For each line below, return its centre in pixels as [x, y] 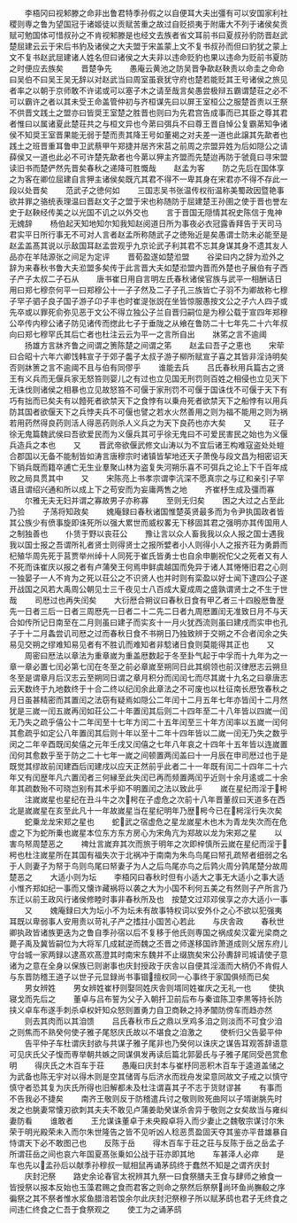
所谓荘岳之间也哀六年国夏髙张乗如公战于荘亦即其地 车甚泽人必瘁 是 [147, 1154]
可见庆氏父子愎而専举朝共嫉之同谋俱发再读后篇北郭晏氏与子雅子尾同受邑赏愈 [148, 1054]
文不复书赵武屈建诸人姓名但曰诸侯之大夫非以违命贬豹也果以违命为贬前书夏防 [148, 57]
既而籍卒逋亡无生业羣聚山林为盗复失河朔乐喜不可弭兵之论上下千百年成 [160, 467]
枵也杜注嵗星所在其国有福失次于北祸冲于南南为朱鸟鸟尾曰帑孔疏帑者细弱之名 [148, 855]
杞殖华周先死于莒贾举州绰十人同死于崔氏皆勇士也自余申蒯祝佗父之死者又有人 [148, 556]
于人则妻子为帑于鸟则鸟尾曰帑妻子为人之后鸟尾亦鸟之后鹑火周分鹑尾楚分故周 [148, 866]
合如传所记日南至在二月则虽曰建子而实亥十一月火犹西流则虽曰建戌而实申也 [145, 622]
